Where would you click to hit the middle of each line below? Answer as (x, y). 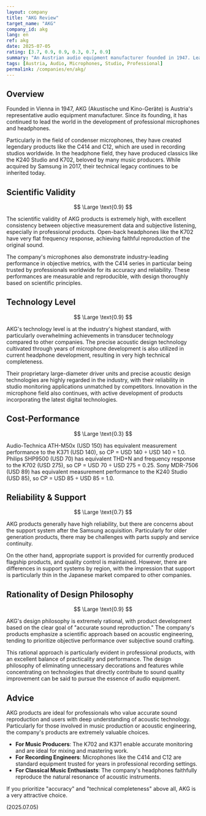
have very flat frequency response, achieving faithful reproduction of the (98, 238)
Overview (25, 94)
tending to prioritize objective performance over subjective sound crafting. (101, 641)
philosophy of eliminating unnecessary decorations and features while (95, 666)
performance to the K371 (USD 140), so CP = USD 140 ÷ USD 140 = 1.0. (96, 452)
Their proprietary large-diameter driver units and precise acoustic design (99, 373)
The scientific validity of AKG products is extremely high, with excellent (96, 219)
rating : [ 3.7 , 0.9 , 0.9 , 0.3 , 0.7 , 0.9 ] (59, 52)
